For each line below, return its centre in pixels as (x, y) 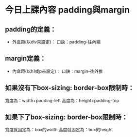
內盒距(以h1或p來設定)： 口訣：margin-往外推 (57, 71)
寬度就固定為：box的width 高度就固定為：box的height (59, 130)
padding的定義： (31, 29)
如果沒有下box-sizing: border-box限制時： (70, 88)
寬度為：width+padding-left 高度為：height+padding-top (62, 100)
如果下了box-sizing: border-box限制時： (67, 117)
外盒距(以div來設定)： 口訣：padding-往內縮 (56, 42)
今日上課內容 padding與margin (68, 10)
